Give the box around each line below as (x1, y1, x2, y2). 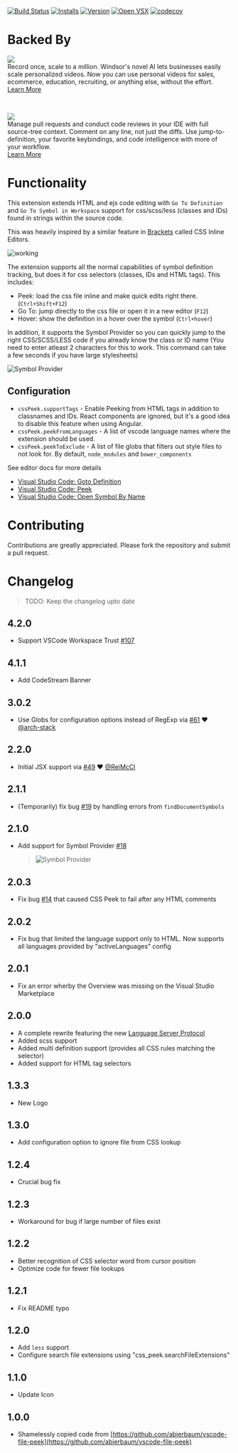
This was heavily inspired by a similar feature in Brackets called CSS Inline (7, 227, 225, 236)
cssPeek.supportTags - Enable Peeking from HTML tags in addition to (17, 404, 220, 412)
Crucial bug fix (17, 1177, 61, 1186)
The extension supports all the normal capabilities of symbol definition (7, 262, 213, 271)
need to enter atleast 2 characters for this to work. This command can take (7, 343, 227, 352)
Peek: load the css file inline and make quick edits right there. (17, 291, 198, 300)
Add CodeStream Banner (17, 676, 91, 684)
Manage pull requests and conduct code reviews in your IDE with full (7, 120, 209, 128)
